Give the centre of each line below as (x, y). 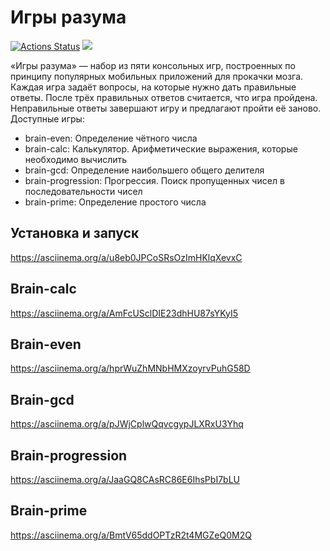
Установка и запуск (75, 233)
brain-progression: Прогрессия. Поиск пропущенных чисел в (154, 180)
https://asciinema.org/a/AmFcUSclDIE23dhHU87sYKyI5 (124, 313)
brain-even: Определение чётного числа (111, 138)
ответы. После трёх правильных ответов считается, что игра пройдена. (164, 97)
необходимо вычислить (76, 159)
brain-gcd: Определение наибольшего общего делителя (144, 170)
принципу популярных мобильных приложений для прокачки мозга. (157, 76)
